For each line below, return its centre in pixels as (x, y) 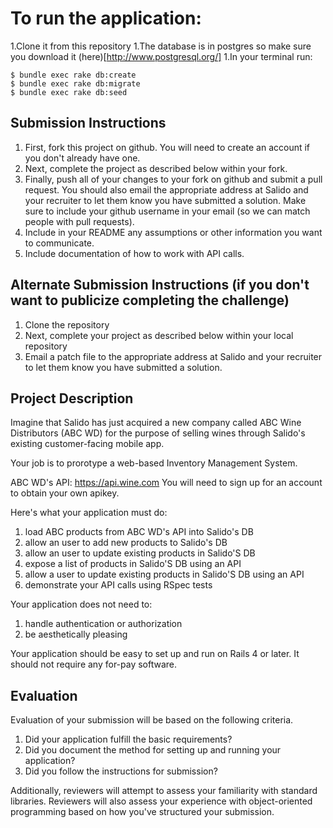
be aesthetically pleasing (76, 634)
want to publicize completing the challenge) (150, 300)
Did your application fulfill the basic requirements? (128, 739)
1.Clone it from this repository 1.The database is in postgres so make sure (161, 46)
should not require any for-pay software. (94, 664)
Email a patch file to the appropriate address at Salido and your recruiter (173, 356)
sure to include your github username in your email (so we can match (167, 211)
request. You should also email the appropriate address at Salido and (166, 189)
